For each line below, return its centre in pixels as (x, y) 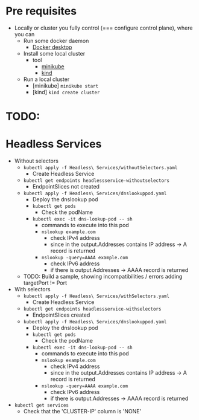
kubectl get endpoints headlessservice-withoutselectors (96, 181)
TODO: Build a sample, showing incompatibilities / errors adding (103, 277)
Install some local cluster (54, 53)
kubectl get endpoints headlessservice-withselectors (92, 309)
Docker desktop (52, 47)
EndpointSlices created (61, 315)
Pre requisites (41, 11)
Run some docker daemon (56, 40)
